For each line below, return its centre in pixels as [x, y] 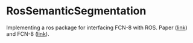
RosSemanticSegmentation [76, 11]
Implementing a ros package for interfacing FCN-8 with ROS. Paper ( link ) [97, 27]
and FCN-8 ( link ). [28, 33]
